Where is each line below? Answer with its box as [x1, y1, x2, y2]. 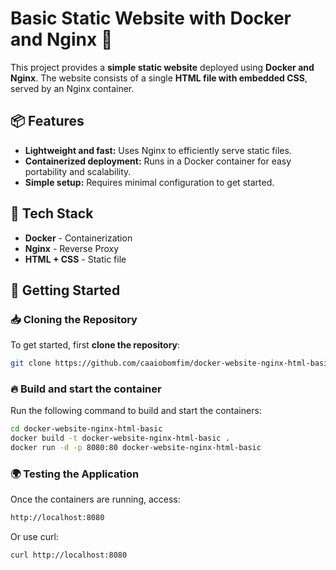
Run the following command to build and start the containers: [10, 405, 262, 417]
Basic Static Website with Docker [10, 7, 292, 30]
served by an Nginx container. [10, 82, 135, 94]
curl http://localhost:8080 [10, 550, 128, 561]
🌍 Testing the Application [10, 467, 140, 481]
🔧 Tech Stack [10, 205, 94, 222]
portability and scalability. [24, 165, 132, 177]
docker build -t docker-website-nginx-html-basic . [10, 433, 230, 444]
